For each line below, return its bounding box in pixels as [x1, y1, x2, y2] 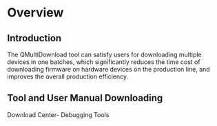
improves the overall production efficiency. [7, 72, 129, 81]
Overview [7, 5, 64, 21]
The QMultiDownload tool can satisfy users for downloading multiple [7, 50, 202, 59]
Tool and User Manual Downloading [7, 92, 163, 104]
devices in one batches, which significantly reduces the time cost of [7, 58, 201, 66]
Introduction [7, 32, 62, 44]
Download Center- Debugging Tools [7, 110, 110, 118]
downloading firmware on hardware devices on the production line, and [7, 65, 210, 73]
